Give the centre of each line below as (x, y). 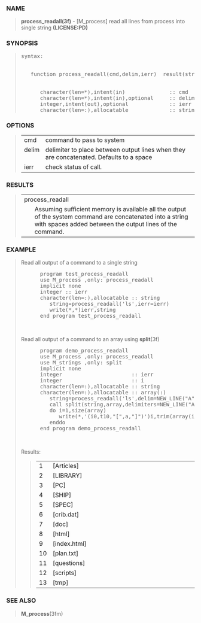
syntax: (32, 56)
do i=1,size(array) (78, 411)
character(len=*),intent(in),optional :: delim (117, 98)
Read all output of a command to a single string (79, 263)
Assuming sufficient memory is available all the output (110, 209)
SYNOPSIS (22, 43)
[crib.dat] (66, 515)
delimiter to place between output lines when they (115, 150)
